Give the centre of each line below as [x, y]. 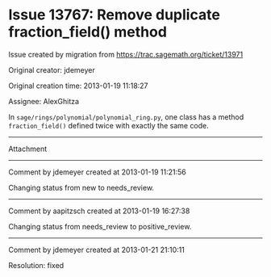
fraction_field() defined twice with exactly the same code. [109, 125]
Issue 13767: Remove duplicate [114, 15]
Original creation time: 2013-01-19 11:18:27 [78, 86]
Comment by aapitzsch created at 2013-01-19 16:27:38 [99, 211]
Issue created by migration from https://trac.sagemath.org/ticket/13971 [126, 54]
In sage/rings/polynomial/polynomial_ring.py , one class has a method [126, 117]
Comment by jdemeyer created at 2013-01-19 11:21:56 [98, 172]
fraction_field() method [88, 32]
